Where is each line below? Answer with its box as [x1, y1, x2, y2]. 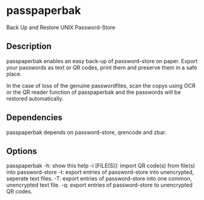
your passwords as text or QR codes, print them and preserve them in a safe [6, 64, 197, 71]
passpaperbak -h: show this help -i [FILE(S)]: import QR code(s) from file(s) [6, 162, 195, 170]
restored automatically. [6, 95, 64, 102]
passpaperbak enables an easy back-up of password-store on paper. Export [6, 57, 198, 64]
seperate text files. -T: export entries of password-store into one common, [6, 175, 192, 182]
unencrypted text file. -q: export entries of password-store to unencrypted [6, 181, 193, 188]
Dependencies [6, 113, 63, 123]
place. [6, 70, 22, 78]
